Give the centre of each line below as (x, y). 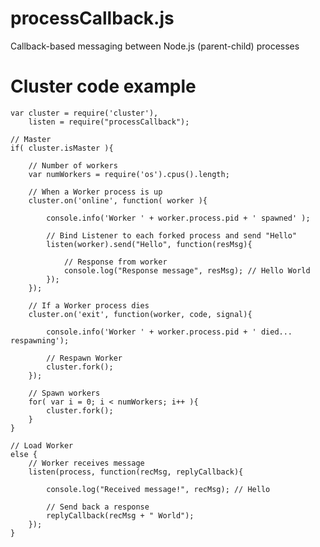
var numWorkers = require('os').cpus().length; (129, 174)
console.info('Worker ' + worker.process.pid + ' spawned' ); (178, 218)
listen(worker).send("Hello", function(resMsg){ (149, 244)
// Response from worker (115, 262)
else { (24, 454)
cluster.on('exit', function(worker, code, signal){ (140, 314)
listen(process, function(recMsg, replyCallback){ (136, 472)
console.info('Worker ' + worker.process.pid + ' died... (169, 332)
